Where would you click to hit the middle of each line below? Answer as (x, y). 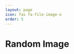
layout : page (19, 10)
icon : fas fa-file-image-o (33, 14)
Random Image (37, 44)
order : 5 (14, 19)
